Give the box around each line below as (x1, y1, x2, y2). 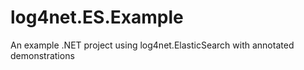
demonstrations (10, 49, 75, 61)
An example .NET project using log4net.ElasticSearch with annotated (10, 39, 295, 51)
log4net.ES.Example (10, 6, 184, 29)
